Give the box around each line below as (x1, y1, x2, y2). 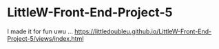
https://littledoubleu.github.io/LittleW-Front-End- (74, 27, 212, 35)
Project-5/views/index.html (7, 34, 84, 42)
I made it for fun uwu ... (7, 27, 74, 35)
